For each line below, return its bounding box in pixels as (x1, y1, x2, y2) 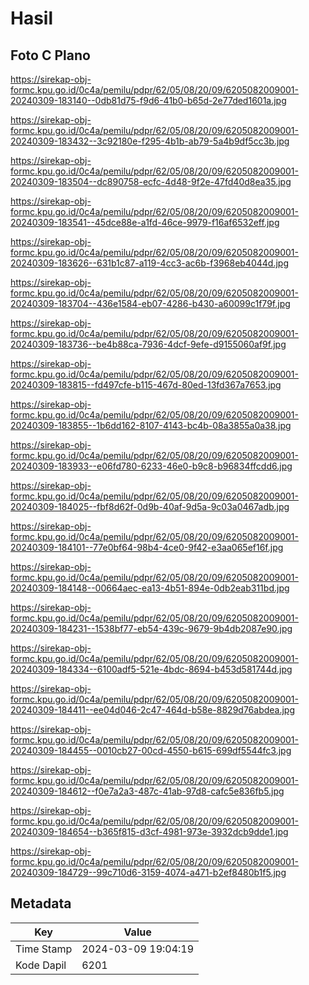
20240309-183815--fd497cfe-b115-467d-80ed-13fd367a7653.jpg (10, 379, 282, 391)
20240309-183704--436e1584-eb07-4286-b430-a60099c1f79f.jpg (10, 298, 291, 309)
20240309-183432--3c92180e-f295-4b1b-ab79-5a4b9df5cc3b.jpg (10, 135, 290, 147)
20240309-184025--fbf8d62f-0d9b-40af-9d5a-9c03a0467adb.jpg (10, 501, 290, 512)
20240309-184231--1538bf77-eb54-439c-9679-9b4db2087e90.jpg (10, 623, 293, 634)
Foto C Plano (10, 47, 91, 64)
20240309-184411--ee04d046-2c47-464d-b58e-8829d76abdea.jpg (10, 704, 296, 716)
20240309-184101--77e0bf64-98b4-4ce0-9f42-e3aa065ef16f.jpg (10, 542, 284, 553)
